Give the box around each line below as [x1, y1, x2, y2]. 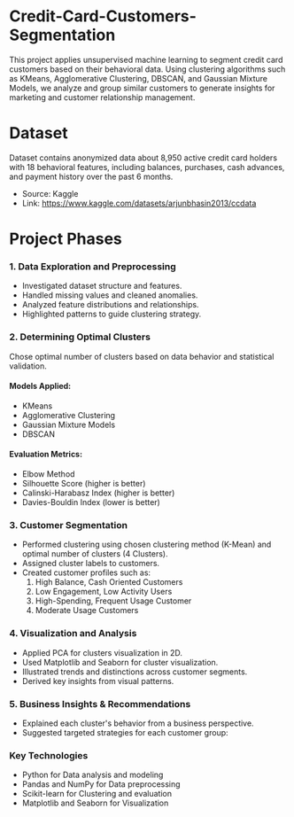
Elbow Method [21, 469, 75, 479]
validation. [9, 361, 47, 371]
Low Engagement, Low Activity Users [35, 587, 173, 597]
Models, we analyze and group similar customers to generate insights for [9, 82, 275, 93]
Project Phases [9, 229, 122, 249]
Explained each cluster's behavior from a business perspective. [21, 718, 254, 728]
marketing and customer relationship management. [9, 91, 196, 103]
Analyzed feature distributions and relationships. [21, 300, 199, 310]
